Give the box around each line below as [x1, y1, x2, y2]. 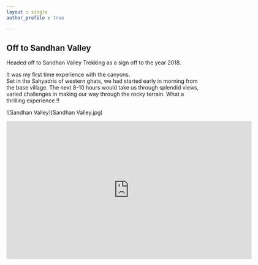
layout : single [6, 9, 48, 15]
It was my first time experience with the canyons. [6, 71, 131, 79]
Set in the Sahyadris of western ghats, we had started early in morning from [6, 77, 198, 85]
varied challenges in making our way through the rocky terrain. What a [6, 90, 184, 98]
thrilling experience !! [6, 97, 60, 104]
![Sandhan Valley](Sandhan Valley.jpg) [6, 109, 103, 117]
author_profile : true [6, 15, 64, 21]
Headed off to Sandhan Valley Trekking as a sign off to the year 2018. [6, 59, 181, 66]
